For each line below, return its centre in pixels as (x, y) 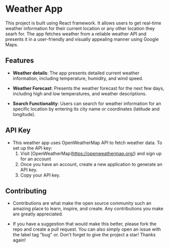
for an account (36, 159)
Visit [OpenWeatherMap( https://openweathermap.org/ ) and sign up (91, 153)
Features (20, 61)
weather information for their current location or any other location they (80, 28)
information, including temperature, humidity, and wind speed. (78, 78)
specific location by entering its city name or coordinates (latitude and (86, 109)
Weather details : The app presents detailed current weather (76, 73)
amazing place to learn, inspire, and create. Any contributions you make (88, 209)
